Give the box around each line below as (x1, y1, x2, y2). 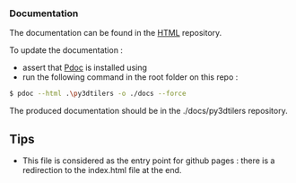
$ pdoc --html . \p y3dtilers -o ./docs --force (9, 89, 187, 99)
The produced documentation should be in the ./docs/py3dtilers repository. (9, 106, 289, 117)
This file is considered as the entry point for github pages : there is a (22, 155, 275, 166)
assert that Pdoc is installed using (22, 62, 148, 74)
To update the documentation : (9, 45, 124, 56)
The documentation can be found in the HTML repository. (9, 28, 222, 39)
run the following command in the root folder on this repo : (22, 72, 239, 83)
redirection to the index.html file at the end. (22, 164, 182, 175)
